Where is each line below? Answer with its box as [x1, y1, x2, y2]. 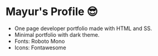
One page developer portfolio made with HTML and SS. [14, 25, 153, 32]
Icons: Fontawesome [14, 44, 67, 51]
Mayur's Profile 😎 [5, 5, 98, 19]
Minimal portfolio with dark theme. [14, 31, 100, 38]
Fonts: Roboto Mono [14, 37, 65, 45]
